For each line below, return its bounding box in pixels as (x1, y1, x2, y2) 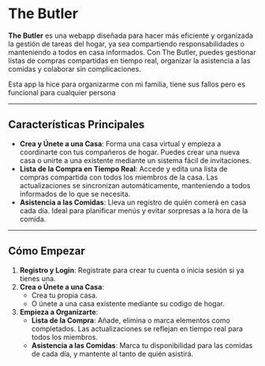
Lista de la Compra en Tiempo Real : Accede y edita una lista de (19, 164, 228, 173)
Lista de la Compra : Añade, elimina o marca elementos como (31, 316, 230, 325)
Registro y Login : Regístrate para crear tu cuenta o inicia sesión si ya (19, 265, 244, 275)
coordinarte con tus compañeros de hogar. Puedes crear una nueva (19, 147, 241, 157)
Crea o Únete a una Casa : (19, 282, 105, 291)
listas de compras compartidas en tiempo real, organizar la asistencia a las (8, 56, 251, 65)
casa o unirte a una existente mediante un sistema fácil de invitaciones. (19, 155, 252, 165)
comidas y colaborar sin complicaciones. (8, 64, 142, 73)
